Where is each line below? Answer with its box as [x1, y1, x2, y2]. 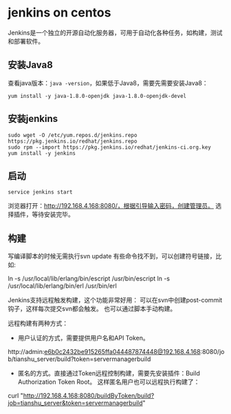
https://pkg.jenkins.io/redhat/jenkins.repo [8, 138, 137, 145]
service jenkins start [8, 189, 73, 196]
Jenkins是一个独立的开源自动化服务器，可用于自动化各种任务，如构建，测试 [8, 28, 223, 37]
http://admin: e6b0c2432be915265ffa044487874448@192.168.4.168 [8, 348, 201, 356]
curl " [8, 391, 23, 400]
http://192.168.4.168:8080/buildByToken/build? [23, 391, 155, 400]
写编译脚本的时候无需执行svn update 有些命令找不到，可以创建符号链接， [8, 252, 216, 260]
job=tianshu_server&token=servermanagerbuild [8, 399, 143, 407]
